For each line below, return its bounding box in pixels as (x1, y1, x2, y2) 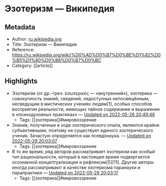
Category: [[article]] (11, 63, 53, 68)
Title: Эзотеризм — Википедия (11, 41, 77, 47)
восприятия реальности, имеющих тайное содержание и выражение (11, 106, 160, 112)
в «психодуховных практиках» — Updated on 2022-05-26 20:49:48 (11, 111, 155, 117)
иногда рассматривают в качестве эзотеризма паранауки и (11, 164, 141, 170)
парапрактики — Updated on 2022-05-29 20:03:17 (11, 170, 119, 176)
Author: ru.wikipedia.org (11, 36, 62, 42)
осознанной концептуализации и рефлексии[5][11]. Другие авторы (11, 159, 154, 165)
